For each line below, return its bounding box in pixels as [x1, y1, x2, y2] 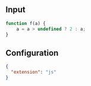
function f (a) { [5, 20, 46, 26]
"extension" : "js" [11, 69, 57, 75]
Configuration [5, 47, 59, 58]
